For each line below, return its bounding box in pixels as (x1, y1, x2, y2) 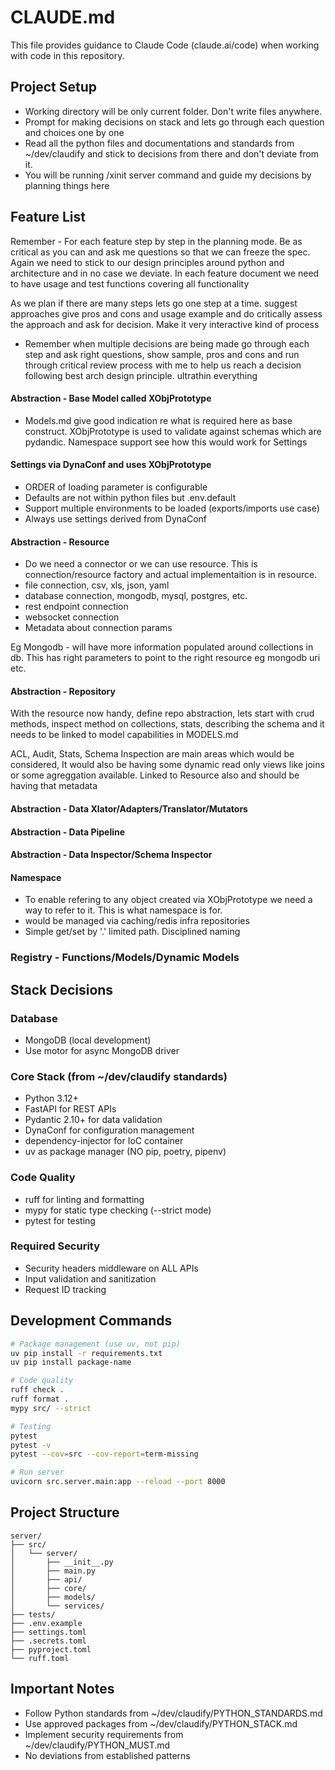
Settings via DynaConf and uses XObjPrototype (10, 459, 212, 471)
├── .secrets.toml (10, 1636, 87, 1646)
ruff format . (10, 1394, 70, 1405)
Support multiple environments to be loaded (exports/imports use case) (24, 502, 320, 514)
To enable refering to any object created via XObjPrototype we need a (24, 894, 313, 906)
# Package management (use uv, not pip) (10, 1339, 182, 1349)
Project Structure (10, 1504, 120, 1521)
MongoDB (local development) (24, 1034, 152, 1046)
